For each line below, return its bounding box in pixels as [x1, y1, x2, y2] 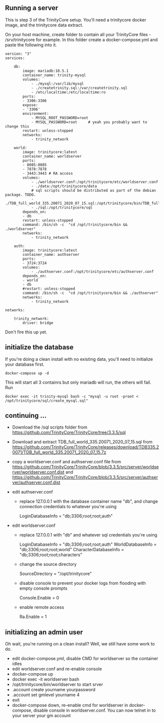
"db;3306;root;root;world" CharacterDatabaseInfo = [19, 547, 124, 553]
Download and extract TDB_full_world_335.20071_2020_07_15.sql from [12, 439, 153, 445]
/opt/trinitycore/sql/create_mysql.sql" [5, 398, 89, 403]
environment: [22, 111, 49, 116]
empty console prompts [19, 585, 67, 591]
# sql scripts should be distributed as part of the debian [31, 188, 156, 193]
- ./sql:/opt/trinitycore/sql [31, 205, 93, 210]
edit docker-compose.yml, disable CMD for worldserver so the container [12, 656, 159, 661]
